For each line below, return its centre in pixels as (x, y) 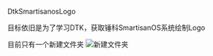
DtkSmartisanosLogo (42, 11)
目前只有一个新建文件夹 (46, 44)
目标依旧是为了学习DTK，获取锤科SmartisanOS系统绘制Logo (106, 28)
